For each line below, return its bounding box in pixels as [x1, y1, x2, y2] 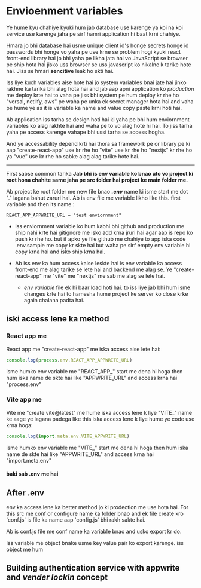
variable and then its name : [6, 200, 75, 207]
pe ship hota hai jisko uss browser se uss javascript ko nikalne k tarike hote [6, 61, 191, 68]
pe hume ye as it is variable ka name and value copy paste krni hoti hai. [6, 104, 182, 111]
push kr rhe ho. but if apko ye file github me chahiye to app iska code [14, 235, 187, 243]
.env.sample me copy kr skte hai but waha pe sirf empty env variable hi [14, 241, 191, 249]
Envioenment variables [6, 4, 123, 18]
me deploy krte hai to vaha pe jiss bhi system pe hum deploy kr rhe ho [6, 91, 179, 99]
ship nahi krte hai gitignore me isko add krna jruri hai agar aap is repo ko [14, 229, 193, 236]
